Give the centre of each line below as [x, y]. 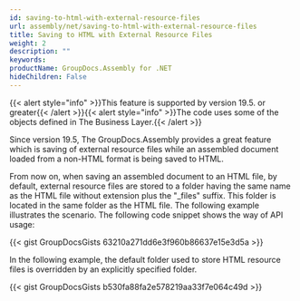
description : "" [40, 52]
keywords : [28, 60]
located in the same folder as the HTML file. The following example [135, 205]
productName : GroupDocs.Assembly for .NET [91, 69]
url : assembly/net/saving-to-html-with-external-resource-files [133, 26]
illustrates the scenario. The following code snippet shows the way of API [146, 215]
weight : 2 [28, 43]
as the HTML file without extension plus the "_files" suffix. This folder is [143, 195]
